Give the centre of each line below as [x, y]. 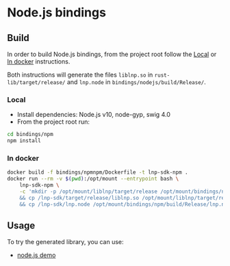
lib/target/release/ [37, 83]
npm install [24, 141]
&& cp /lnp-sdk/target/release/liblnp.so [79, 198]
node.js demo [36, 255]
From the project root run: [53, 122]
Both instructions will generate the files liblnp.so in [80, 75]
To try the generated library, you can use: [66, 242]
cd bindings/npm [30, 135]
